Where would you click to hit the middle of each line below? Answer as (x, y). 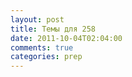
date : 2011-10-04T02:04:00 (66, 38)
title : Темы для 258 (53, 29)
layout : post (37, 19)
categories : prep (46, 57)
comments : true (42, 47)
